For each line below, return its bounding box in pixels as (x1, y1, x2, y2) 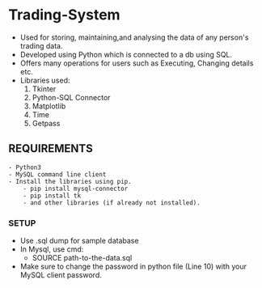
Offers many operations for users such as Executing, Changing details (19, 58, 254, 68)
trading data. (19, 40, 63, 50)
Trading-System (8, 6, 120, 24)
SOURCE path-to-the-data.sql (32, 253, 133, 263)
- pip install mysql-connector (23, 184, 129, 193)
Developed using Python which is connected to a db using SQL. (19, 49, 233, 59)
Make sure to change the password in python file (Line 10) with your (19, 261, 247, 272)
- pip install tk (23, 192, 82, 200)
